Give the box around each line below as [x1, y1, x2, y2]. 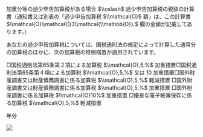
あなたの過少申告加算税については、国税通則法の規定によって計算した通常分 [6, 41, 196, 48]
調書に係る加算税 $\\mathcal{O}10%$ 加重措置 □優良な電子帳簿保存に [11, 92, 187, 99]
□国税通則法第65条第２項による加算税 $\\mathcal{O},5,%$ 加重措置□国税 [6, 61, 192, 68]
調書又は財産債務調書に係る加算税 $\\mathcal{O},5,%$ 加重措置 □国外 [11, 84, 187, 91]
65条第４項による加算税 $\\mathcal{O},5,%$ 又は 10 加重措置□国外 [22, 69, 190, 76]
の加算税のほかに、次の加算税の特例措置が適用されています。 [6, 48, 159, 56]
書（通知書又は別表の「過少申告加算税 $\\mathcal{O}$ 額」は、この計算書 [6, 13, 192, 20]
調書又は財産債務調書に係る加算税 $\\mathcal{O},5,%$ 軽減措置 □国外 [11, 76, 187, 84]
